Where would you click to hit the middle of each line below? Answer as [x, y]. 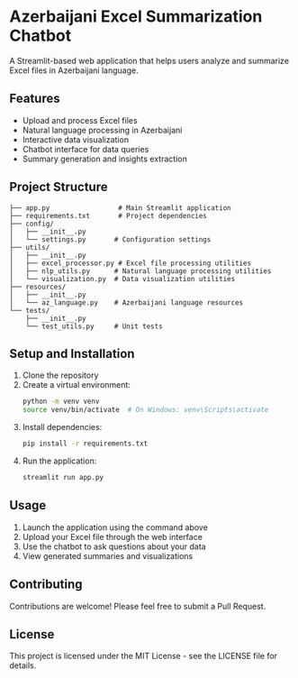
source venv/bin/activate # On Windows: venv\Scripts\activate [145, 410]
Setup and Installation [72, 353]
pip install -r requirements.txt [85, 444]
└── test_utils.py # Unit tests [95, 326]
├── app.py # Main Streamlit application [120, 208]
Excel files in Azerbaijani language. [74, 70]
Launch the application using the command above [115, 527]
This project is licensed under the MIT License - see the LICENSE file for [143, 656]
